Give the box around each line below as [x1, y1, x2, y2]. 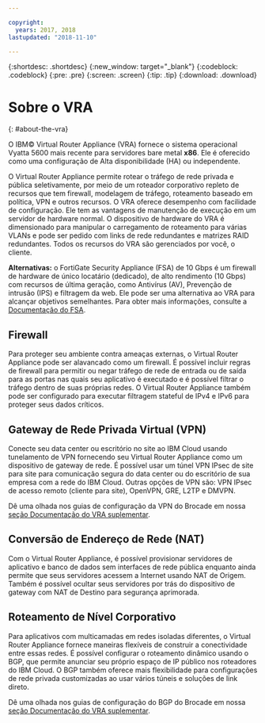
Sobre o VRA [8, 98, 93, 116]
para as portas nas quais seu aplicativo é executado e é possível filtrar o [8, 374, 244, 384]
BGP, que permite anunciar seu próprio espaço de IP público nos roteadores [8, 656, 257, 666]
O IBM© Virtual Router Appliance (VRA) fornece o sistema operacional [8, 140, 238, 149]
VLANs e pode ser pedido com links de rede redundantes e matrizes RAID [8, 231, 249, 240]
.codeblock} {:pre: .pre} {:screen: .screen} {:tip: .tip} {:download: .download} [8, 71, 257, 80]
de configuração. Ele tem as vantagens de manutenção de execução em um [8, 205, 257, 215]
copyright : [8, 18, 44, 26]
